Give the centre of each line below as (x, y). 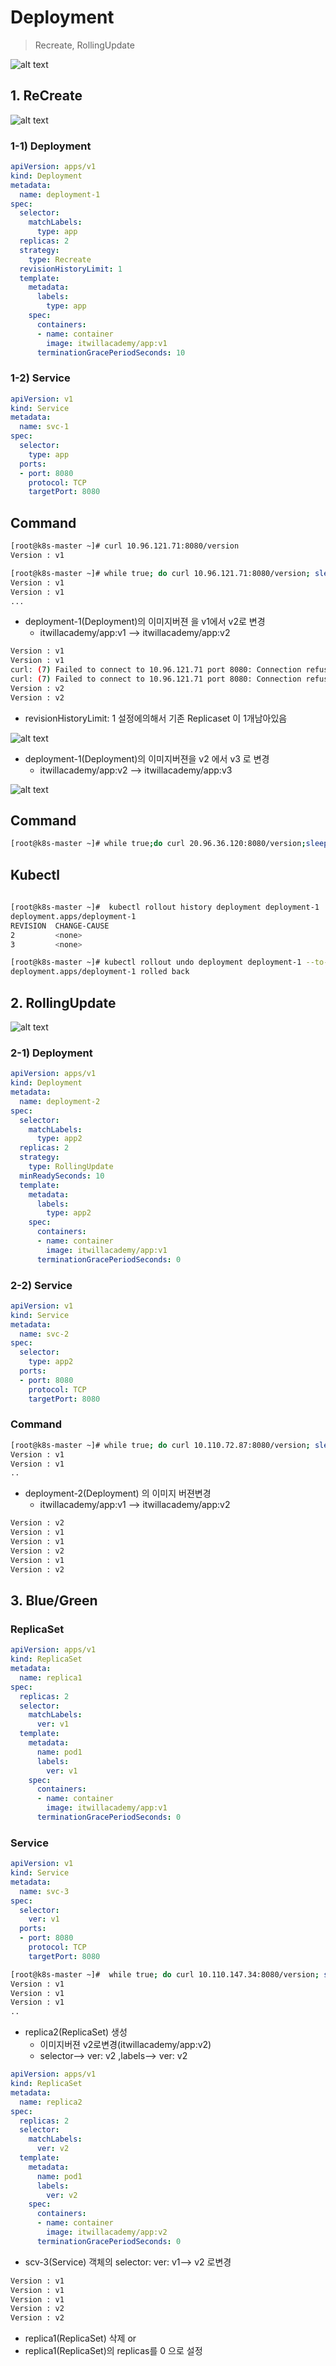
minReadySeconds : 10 (62, 1176)
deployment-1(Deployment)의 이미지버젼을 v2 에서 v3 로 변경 (147, 758)
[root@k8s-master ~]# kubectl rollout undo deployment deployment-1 (156, 962)
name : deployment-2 (60, 1101)
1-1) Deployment (51, 146)
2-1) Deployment (51, 1053)
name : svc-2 (44, 1334)
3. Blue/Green (54, 1600)
